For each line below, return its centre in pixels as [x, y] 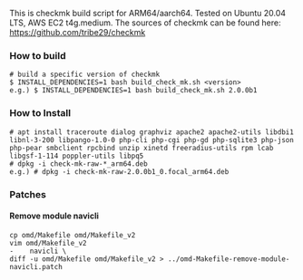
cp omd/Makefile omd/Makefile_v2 [73, 235]
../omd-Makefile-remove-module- [229, 259]
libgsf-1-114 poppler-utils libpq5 [77, 156]
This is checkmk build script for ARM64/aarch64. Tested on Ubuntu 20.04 [148, 13]
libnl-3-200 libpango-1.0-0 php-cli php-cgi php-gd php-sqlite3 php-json [152, 140]
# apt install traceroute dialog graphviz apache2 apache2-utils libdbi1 [152, 132]
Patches [28, 194]
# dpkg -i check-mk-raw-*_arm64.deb [78, 164]
